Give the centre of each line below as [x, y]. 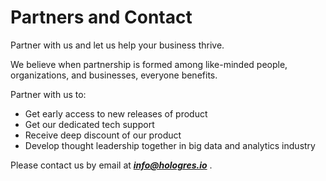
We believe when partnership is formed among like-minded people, [149, 64]
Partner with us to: [48, 94]
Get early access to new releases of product [116, 113]
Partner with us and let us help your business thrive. [117, 45]
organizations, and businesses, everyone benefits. [114, 75]
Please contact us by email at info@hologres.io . [111, 165]
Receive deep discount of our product [103, 135]
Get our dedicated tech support [89, 124]
